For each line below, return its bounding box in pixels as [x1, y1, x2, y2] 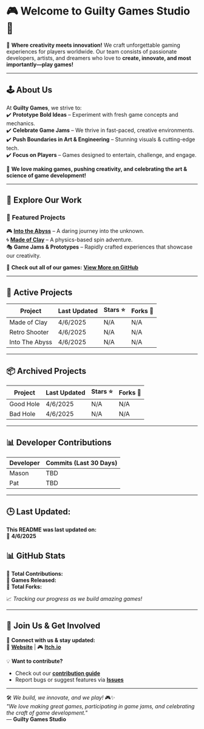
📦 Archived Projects [6, 365, 87, 376]
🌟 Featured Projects [6, 213, 66, 222]
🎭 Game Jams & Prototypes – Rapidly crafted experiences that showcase [6, 243, 193, 250]
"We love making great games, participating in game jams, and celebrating [6, 703, 195, 710]
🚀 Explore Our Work [6, 195, 82, 206]
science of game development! [6, 171, 86, 179]
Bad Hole [9, 410, 36, 418]
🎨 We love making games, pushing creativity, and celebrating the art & [6, 165, 188, 173]
